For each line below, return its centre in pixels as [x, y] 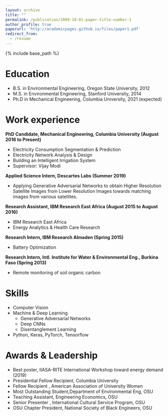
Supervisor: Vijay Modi [37, 166]
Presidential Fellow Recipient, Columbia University [66, 381]
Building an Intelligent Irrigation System [54, 160]
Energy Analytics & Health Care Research [56, 227]
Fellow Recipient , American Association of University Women [78, 386]
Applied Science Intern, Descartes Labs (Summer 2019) [66, 175]
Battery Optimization [34, 247]
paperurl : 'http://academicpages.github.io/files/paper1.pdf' [73, 29]
